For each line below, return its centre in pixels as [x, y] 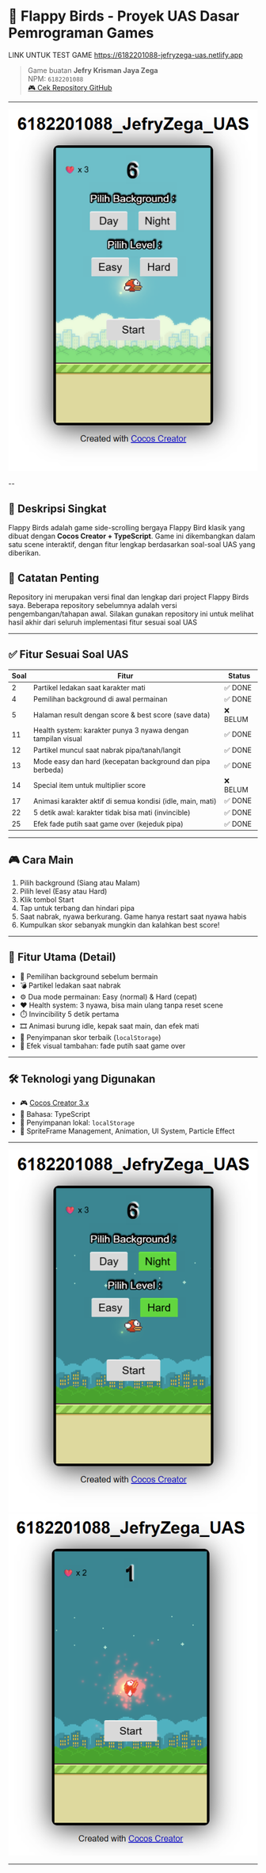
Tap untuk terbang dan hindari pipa [77, 908]
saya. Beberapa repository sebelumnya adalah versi [93, 605]
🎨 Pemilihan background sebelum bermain [89, 976]
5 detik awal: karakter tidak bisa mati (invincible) [112, 812]
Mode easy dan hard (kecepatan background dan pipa [122, 761]
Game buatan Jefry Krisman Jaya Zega [93, 70]
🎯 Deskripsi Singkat [57, 508]
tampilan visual [58, 739]
